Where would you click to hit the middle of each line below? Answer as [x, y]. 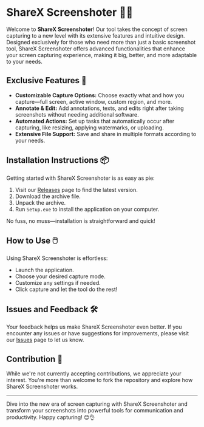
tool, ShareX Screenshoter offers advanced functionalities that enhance [96, 49]
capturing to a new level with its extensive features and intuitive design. [96, 35]
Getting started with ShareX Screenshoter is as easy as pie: [80, 178]
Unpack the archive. [40, 202]
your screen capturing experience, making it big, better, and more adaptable [102, 55]
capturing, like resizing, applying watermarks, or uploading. [89, 128]
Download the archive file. [48, 196]
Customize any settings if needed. [58, 283]
